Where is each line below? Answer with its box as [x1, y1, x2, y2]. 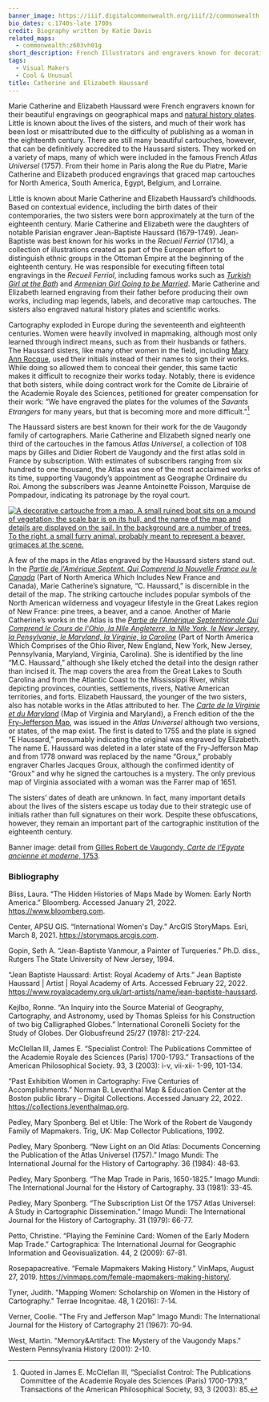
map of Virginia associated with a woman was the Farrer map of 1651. [8, 777, 238, 787]
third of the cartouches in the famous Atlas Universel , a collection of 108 [8, 439, 247, 449]
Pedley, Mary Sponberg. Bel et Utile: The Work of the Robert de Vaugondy [8, 1118, 253, 1127]
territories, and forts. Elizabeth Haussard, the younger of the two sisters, [8, 692, 247, 702]
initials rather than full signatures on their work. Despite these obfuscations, [8, 810, 259, 820]
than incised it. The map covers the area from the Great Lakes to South [8, 666, 243, 676]
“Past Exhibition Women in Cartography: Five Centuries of [8, 1077, 199, 1086]
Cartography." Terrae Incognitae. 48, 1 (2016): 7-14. [8, 1296, 178, 1306]
